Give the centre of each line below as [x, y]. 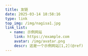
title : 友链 [17, 9]
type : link [16, 19]
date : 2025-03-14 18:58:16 [33, 14]
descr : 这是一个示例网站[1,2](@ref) [49, 46]
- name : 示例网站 [26, 32]
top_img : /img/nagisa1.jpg [33, 23]
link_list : [16, 28]
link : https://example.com [42, 37]
